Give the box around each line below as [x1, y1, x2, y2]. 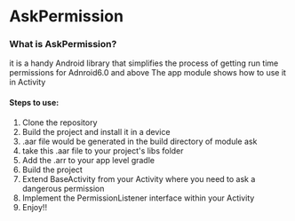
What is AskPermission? [9, 38, 117, 51]
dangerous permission [21, 183, 105, 193]
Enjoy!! [21, 201, 47, 212]
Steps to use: [9, 98, 60, 108]
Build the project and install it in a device [21, 126, 171, 137]
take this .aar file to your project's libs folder [21, 145, 184, 156]
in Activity [9, 77, 46, 88]
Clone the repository [21, 117, 98, 128]
